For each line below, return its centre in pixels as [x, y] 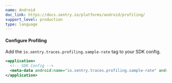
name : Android [20, 10]
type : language [21, 24]
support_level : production [34, 19]
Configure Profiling [26, 40]
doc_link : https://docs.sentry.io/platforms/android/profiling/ [75, 15]
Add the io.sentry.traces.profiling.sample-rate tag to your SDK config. [83, 52]
